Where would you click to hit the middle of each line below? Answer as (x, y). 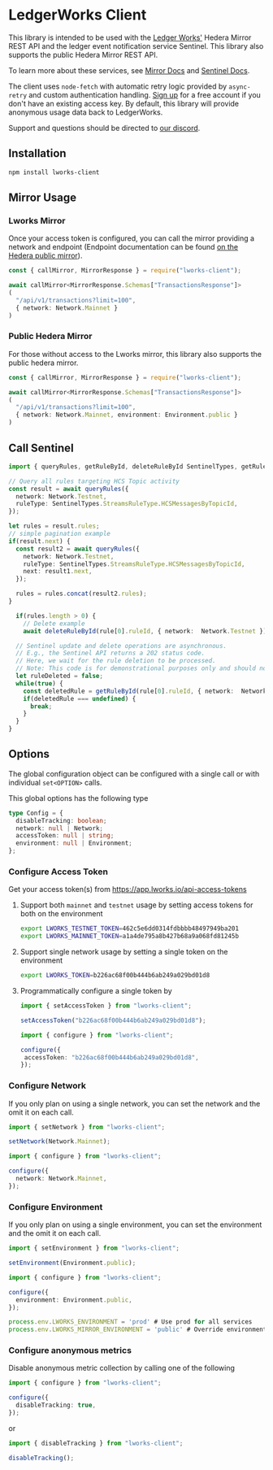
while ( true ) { (39, 683)
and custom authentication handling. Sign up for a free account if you (145, 94)
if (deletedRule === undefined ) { (80, 698)
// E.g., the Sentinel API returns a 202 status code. (110, 653)
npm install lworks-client (54, 172)
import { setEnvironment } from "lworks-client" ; (94, 1248)
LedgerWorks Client (78, 15)
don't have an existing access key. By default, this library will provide (124, 103)
